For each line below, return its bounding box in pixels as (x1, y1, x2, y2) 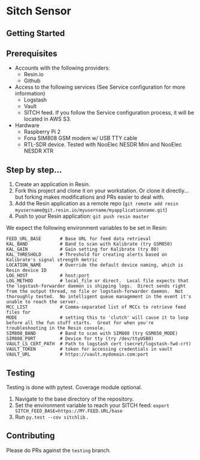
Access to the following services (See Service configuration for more (14, 83, 186, 91)
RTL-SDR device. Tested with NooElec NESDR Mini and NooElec (23, 141, 182, 148)
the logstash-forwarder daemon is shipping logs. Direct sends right (6, 283, 186, 289)
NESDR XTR (23, 147, 54, 154)
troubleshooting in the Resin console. (6, 325, 106, 331)
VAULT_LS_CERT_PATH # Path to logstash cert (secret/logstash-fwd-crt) (6, 341, 192, 347)
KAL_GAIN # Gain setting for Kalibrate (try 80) (6, 246, 160, 253)
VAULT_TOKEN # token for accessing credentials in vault (6, 347, 172, 353)
